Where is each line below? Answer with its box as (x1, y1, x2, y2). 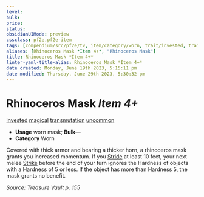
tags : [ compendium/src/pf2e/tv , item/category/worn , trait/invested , (6, 43, 186, 49)
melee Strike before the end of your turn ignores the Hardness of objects (6, 160, 189, 167)
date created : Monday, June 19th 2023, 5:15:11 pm (6, 65, 137, 71)
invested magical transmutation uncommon (6, 117, 115, 124)
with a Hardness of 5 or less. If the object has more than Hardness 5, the (6, 166, 188, 173)
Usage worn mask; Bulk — (15, 128, 81, 136)
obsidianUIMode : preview (6, 31, 69, 37)
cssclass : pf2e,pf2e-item (6, 37, 72, 43)
